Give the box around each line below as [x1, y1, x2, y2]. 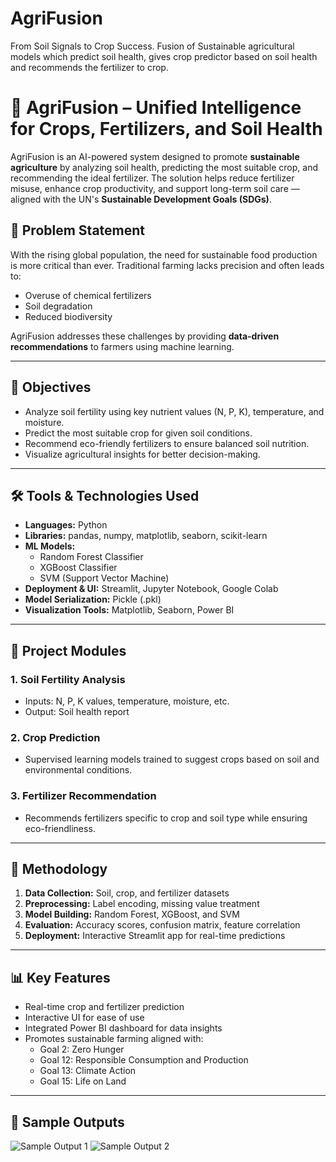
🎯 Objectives [10, 379, 92, 396]
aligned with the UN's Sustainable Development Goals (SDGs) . [10, 193, 272, 205]
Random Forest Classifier [39, 551, 144, 563]
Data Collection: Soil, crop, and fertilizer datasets [24, 887, 230, 899]
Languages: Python [24, 519, 108, 531]
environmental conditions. [24, 764, 133, 776]
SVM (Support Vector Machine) [39, 572, 170, 584]
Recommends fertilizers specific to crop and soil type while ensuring [24, 812, 308, 824]
